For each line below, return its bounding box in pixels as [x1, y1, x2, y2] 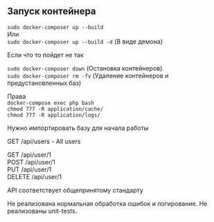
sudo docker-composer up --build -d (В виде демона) [7, 37, 163, 46]
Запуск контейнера [7, 6, 96, 17]
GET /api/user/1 [7, 150, 52, 158]
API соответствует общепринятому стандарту [7, 186, 143, 194]
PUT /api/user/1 [7, 165, 52, 174]
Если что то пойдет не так [7, 50, 84, 59]
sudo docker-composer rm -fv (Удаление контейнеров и [7, 71, 169, 80]
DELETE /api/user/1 [7, 172, 62, 181]
